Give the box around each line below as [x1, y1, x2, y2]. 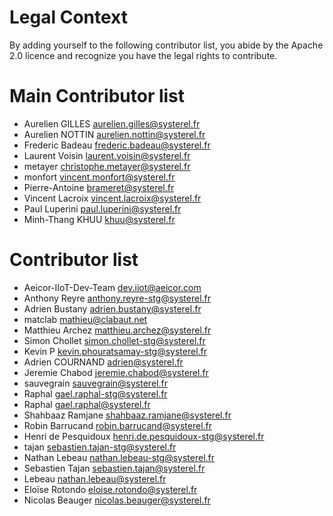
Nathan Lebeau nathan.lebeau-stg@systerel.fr [23, 451, 216, 463]
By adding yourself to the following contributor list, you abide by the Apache [9, 39, 324, 51]
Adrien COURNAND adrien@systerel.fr [23, 356, 184, 368]
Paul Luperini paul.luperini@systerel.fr [23, 202, 182, 215]
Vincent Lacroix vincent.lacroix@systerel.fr [23, 192, 202, 204]
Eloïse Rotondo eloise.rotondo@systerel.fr [23, 483, 198, 495]
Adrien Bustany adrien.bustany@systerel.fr [23, 302, 202, 315]
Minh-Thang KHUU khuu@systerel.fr [23, 213, 176, 225]
